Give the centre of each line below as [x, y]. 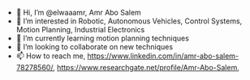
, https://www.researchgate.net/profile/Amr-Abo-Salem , [146, 67]
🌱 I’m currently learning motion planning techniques [102, 38]
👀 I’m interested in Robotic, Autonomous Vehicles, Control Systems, [129, 21]
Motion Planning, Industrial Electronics [80, 29]
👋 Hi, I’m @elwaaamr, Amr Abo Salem [79, 13]
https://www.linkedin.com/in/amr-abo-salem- [163, 56]
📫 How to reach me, [51, 56]
